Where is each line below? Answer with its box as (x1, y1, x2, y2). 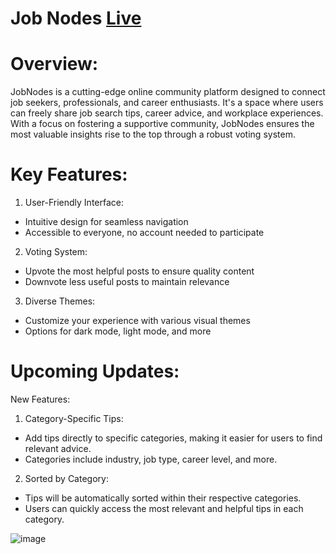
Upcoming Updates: (10, 360, 180, 383)
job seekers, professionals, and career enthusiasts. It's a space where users (10, 97, 324, 109)
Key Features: (10, 163, 128, 186)
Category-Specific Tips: (24, 413, 124, 424)
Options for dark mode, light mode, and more (24, 325, 212, 337)
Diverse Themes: (24, 295, 96, 307)
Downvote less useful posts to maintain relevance (24, 276, 230, 288)
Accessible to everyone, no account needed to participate (24, 227, 265, 239)
